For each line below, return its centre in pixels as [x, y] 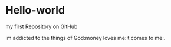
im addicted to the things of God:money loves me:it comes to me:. [85, 38]
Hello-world [35, 10]
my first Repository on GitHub [42, 26]
